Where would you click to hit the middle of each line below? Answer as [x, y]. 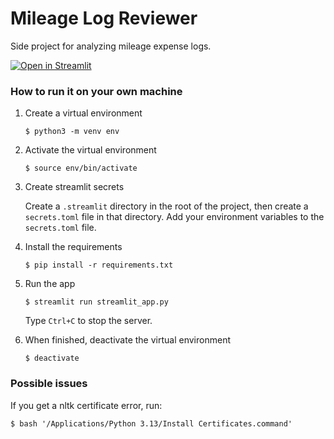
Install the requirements [73, 247]
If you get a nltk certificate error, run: [86, 405]
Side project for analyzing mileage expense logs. [111, 46]
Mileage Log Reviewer [104, 18]
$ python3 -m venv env [72, 132]
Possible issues [49, 384]
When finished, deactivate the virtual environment [127, 340]
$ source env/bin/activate [81, 168]
